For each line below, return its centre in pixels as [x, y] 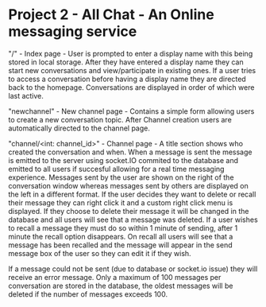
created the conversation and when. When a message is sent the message [130, 152]
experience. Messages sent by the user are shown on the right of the [121, 177]
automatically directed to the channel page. [79, 128]
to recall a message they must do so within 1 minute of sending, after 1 [123, 227]
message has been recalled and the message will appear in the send [120, 245]
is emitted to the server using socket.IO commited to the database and [123, 160]
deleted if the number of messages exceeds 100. [88, 294]
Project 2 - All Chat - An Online [111, 15]
